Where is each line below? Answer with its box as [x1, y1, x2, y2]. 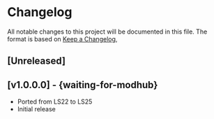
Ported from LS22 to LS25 [17, 97, 93, 106]
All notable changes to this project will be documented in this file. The [7, 27, 208, 36]
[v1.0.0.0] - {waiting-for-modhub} [7, 78, 158, 91]
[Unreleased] [7, 55, 66, 67]
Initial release [17, 105, 56, 113]
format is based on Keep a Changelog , [7, 34, 118, 43]
